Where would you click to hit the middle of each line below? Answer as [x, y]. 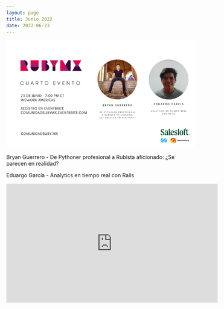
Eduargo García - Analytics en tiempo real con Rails [70, 175]
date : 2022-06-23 [28, 25]
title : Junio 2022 [29, 19]
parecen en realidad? [33, 164]
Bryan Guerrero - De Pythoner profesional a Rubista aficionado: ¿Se [91, 157]
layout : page [23, 13]
